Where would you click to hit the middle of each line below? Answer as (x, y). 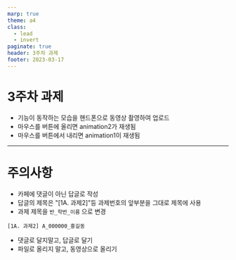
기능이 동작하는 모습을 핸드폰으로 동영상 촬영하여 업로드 (93, 118)
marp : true (23, 14)
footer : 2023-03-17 (36, 60)
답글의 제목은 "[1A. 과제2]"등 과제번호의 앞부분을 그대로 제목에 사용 (109, 202)
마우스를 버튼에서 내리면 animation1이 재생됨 (79, 135)
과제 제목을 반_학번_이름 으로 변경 (62, 211)
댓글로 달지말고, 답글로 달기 (55, 240)
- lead (23, 33)
